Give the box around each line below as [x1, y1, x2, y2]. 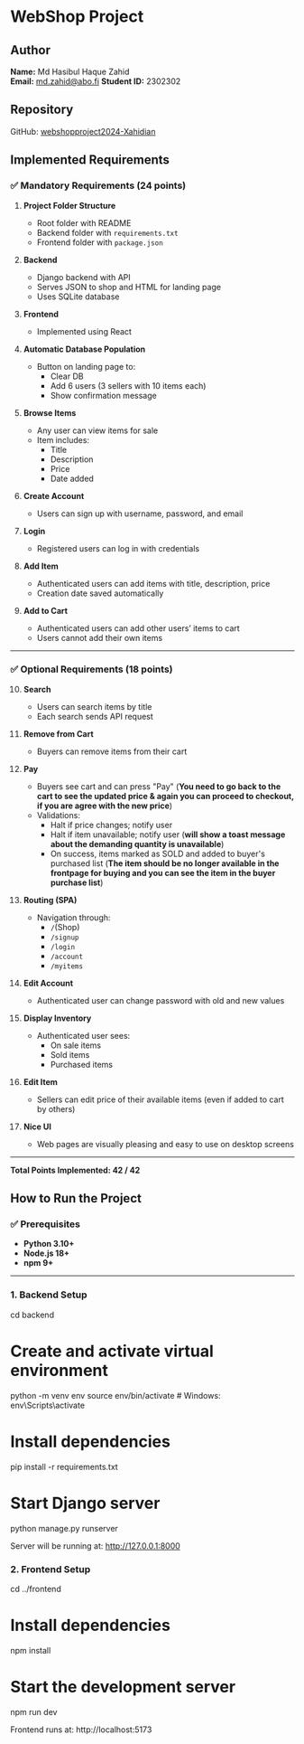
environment [10, 1360, 109, 1381]
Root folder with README [36, 217, 132, 228]
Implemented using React [36, 325, 132, 336]
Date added [50, 473, 94, 484]
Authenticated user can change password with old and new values [36, 995, 285, 1005]
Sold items [50, 1049, 90, 1060]
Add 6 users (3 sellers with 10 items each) [50, 380, 207, 391]
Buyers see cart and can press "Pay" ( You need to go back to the [36, 780, 281, 792]
